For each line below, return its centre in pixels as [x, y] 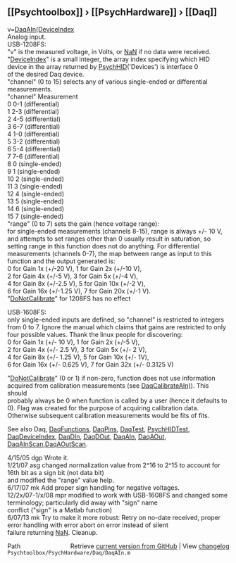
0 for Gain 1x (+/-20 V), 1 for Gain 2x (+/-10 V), [75, 268]
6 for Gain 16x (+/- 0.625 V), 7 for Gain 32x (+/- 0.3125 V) [91, 364]
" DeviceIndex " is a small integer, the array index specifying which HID [108, 59]
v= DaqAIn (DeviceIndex [41, 29]
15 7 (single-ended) [36, 216]
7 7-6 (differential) [34, 156]
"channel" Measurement [43, 96]
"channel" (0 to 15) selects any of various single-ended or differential [107, 82]
